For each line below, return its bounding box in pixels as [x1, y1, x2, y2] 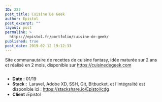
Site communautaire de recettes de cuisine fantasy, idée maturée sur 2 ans [5, 57, 158, 62]
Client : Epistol [12, 91, 41, 97]
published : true [5, 39, 38, 44]
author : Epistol [5, 16, 38, 21]
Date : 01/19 [12, 76, 37, 82]
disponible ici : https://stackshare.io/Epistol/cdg [12, 86, 109, 92]
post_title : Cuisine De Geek [5, 12, 65, 17]
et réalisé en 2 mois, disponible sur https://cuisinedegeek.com [5, 62, 131, 68]
